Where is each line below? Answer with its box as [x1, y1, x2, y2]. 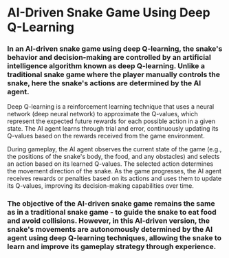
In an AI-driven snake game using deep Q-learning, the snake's [7, 44, 223, 54]
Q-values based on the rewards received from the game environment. [7, 132, 205, 140]
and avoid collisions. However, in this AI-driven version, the [7, 216, 210, 226]
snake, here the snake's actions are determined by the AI [7, 78, 201, 88]
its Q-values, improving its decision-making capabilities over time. [7, 182, 195, 190]
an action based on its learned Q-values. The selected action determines [7, 160, 214, 168]
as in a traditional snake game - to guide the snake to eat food [7, 208, 217, 217]
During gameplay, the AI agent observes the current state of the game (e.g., [7, 145, 222, 153]
